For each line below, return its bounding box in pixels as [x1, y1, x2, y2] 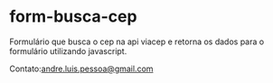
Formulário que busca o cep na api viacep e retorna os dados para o [9, 36, 265, 47]
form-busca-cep [9, 6, 137, 27]
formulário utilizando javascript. [9, 45, 127, 56]
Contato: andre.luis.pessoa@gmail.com [9, 63, 154, 74]
